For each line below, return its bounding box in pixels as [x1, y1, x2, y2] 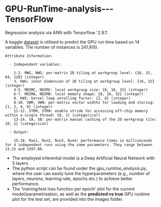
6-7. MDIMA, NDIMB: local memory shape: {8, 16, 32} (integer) [14, 91, 144, 96]
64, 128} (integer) [5, 74, 44, 79]
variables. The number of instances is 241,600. [5, 44, 99, 50]
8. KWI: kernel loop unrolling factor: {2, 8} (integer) [14, 96, 131, 101]
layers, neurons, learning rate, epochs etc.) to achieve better [12, 176, 133, 181]
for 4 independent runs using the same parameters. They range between [5, 142, 152, 147]
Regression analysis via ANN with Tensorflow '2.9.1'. [5, 30, 109, 35]
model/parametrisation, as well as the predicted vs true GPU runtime [12, 191, 150, 197]
